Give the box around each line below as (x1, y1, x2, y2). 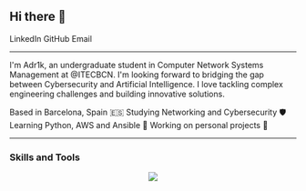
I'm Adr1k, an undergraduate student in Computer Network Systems (9, 59, 264, 70)
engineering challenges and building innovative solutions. (9, 88, 225, 99)
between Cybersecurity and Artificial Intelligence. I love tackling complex (9, 78, 284, 89)
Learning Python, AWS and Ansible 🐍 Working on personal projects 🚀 (9, 119, 269, 130)
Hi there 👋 (9, 9, 66, 25)
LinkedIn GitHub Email (9, 33, 93, 44)
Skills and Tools (9, 151, 80, 164)
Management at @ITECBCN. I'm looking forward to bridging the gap (9, 69, 264, 80)
